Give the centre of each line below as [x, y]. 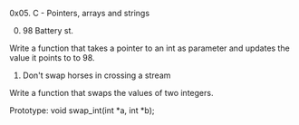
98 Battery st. [48, 30]
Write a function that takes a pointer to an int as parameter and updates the [149, 48]
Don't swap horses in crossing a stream [96, 75]
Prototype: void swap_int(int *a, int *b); [82, 111]
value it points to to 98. [52, 58]
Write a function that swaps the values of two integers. [111, 93]
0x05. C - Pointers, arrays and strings [80, 13]
